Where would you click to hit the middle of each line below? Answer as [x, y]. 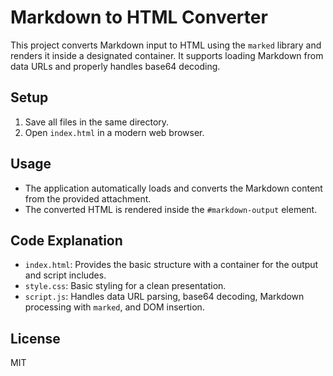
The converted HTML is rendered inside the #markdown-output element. [171, 209]
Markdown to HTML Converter [139, 17]
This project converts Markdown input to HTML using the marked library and [166, 45]
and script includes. [65, 275]
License [35, 338]
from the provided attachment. [88, 198]
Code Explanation [66, 240]
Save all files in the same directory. [97, 122]
